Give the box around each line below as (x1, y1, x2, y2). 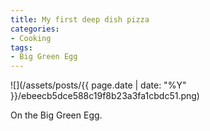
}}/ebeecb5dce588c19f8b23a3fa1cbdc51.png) (10, 90, 200, 102)
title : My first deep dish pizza (10, 14, 150, 25)
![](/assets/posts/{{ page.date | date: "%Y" (10, 79, 187, 91)
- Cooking (10, 33, 52, 43)
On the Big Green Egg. (10, 109, 103, 121)
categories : (10, 24, 60, 34)
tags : (10, 42, 33, 53)
